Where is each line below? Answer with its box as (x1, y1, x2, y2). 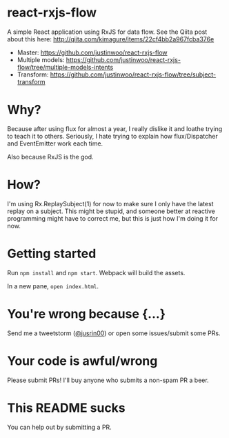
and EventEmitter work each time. (7, 139, 103, 148)
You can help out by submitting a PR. (7, 423, 112, 431)
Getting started (7, 246, 97, 261)
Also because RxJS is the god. (7, 152, 94, 161)
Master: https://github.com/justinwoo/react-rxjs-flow (17, 48, 168, 57)
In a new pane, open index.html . (7, 281, 99, 290)
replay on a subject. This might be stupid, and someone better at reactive (7, 207, 215, 215)
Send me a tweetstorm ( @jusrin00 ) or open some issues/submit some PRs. (7, 329, 221, 337)
